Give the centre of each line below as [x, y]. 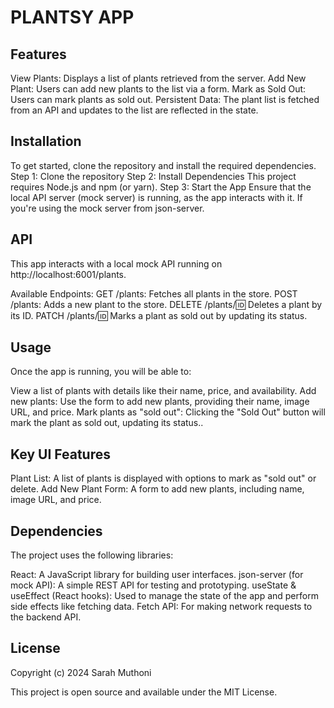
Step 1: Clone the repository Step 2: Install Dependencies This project [153, 176]
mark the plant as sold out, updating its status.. [107, 423]
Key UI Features [60, 454]
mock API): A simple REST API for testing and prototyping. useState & [153, 585]
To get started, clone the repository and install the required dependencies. [163, 165]
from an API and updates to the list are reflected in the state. [134, 110]
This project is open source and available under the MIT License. [144, 692]
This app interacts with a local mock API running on [116, 263]
